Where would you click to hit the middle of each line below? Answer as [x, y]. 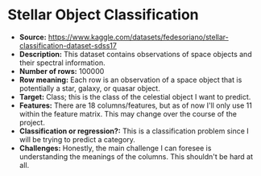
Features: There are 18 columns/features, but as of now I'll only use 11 [136, 105]
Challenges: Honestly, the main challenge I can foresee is [115, 148]
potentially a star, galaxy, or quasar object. [89, 88]
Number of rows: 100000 [62, 71]
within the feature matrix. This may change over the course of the [128, 113]
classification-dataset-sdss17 [68, 45]
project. [32, 122]
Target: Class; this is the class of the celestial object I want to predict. [135, 96]
